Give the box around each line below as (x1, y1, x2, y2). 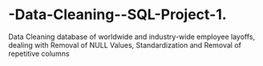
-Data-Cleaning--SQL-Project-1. (8, 6, 227, 24)
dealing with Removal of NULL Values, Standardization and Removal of (8, 40, 242, 49)
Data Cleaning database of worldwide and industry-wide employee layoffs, (8, 32, 255, 41)
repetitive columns (8, 49, 70, 58)
